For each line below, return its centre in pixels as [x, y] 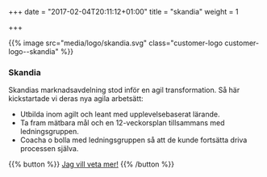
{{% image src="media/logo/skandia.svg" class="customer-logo [116, 43]
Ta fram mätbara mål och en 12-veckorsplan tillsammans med [122, 123]
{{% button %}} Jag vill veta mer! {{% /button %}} [92, 164]
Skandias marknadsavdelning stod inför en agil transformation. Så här [124, 90]
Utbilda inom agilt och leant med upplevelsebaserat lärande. [120, 114]
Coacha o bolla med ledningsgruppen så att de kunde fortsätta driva [133, 140]
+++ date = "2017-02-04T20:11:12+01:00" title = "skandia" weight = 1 [123, 12]
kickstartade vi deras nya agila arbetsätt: [76, 99]
